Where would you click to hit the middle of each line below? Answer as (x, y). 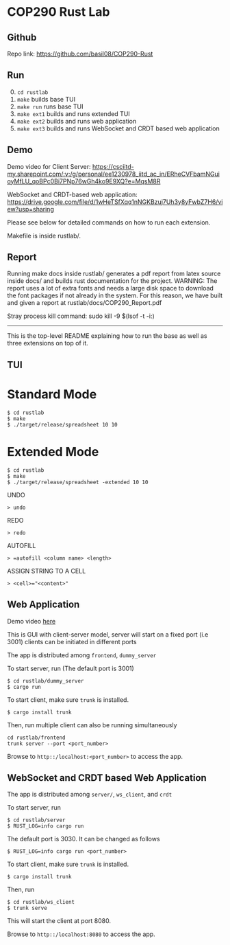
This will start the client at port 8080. (59, 921)
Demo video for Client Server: (49, 166)
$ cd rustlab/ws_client (41, 902)
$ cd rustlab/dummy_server (46, 681)
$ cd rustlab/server (37, 820)
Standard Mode (52, 395)
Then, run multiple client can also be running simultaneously (92, 725)
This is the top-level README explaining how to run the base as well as (107, 336)
